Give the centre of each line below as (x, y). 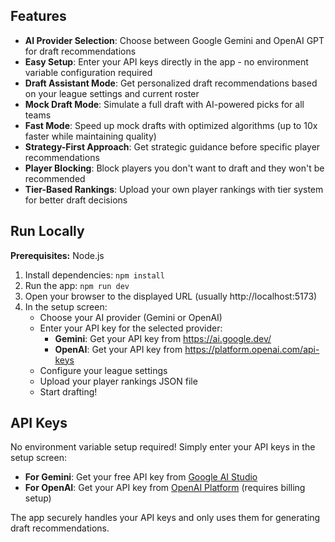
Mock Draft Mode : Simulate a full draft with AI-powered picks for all (164, 104)
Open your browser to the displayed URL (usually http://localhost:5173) (171, 296)
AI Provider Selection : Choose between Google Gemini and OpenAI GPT (174, 40)
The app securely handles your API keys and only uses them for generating (165, 518)
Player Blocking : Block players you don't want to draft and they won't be (174, 168)
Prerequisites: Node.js (57, 255)
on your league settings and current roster (112, 93)
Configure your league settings (103, 370)
